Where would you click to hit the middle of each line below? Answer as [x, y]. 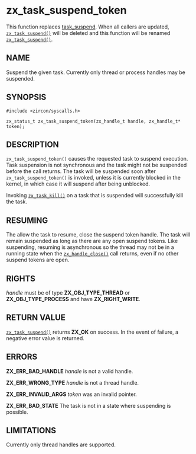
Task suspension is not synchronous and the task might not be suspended [97, 165]
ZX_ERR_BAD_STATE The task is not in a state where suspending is [89, 405]
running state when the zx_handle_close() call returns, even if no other [92, 254]
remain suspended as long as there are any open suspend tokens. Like [92, 241]
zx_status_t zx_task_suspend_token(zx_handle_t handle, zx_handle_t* [94, 121]
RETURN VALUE [36, 318]
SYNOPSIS [26, 97]
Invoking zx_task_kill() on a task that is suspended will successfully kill [95, 196]
